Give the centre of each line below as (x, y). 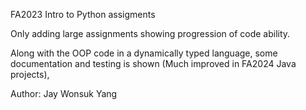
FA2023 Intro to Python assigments (83, 14)
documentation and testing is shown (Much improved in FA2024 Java (153, 63)
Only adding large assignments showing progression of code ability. (150, 33)
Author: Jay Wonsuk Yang (64, 93)
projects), (30, 74)
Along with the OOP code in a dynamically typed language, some (144, 53)
